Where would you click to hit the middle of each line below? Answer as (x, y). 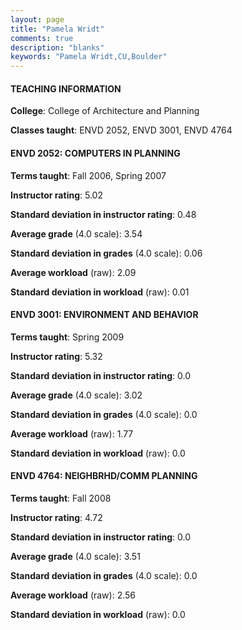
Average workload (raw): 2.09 (73, 272)
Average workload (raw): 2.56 (73, 595)
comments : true (42, 38)
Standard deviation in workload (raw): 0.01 (100, 292)
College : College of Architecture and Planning (105, 111)
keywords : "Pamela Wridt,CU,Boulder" (89, 57)
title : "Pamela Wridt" (57, 29)
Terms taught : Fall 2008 (61, 498)
